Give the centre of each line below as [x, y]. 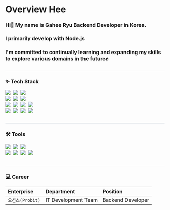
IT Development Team [71, 200]
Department [60, 192]
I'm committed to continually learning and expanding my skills [83, 52]
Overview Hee [36, 9]
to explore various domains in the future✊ [57, 58]
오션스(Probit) [24, 201]
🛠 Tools [15, 134]
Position [113, 192]
